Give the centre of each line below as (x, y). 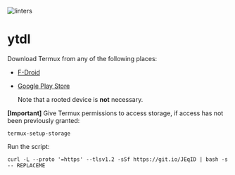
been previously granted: (44, 120)
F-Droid (28, 72)
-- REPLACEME (26, 165)
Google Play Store (44, 86)
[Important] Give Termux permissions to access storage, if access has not (115, 113)
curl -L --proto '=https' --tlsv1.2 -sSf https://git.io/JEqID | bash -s (118, 159)
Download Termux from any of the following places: (82, 58)
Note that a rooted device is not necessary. (80, 99)
